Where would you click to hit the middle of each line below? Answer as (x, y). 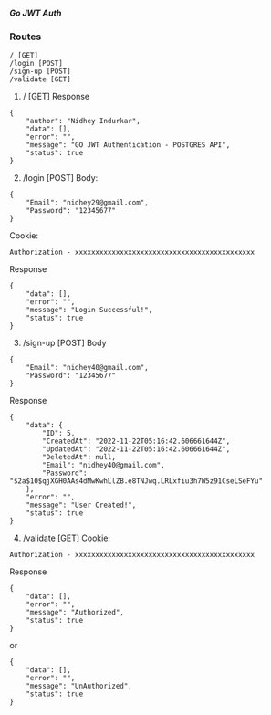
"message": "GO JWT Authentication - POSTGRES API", (128, 145)
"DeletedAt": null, (79, 457)
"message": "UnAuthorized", (79, 686)
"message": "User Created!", (81, 505)
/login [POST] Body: (60, 178)
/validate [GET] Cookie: (67, 538)
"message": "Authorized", (75, 613)
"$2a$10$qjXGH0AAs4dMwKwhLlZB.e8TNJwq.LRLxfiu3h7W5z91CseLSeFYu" (136, 481)
